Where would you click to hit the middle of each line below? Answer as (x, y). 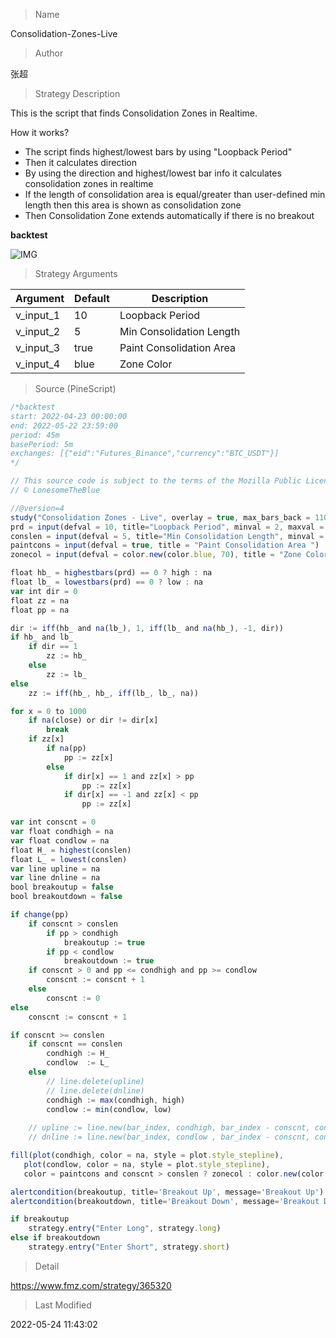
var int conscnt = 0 (53, 822)
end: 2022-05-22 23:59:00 (64, 425)
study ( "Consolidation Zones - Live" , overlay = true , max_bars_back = (160, 517)
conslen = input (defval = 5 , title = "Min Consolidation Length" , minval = (167, 536)
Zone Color (146, 364)
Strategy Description (77, 93)
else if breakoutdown (55, 1238)
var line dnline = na (55, 878)
